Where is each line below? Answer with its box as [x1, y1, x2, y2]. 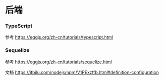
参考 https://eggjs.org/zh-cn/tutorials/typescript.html [5, 34, 113, 40]
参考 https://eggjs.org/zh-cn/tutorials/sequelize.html [5, 59, 112, 65]
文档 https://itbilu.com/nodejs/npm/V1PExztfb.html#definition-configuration [5, 69, 159, 75]
